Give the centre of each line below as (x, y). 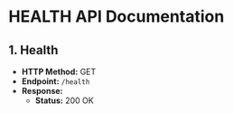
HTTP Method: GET (59, 71)
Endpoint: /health (56, 81)
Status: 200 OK (64, 100)
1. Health (33, 50)
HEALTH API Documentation (116, 17)
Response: (42, 91)
